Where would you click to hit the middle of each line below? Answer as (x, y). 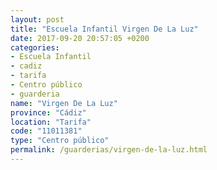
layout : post (37, 19)
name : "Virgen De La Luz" (64, 103)
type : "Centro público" (60, 141)
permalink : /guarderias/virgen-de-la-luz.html (109, 150)
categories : (35, 47)
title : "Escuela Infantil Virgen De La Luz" (104, 29)
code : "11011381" (46, 131)
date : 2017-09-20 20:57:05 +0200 (80, 38)
